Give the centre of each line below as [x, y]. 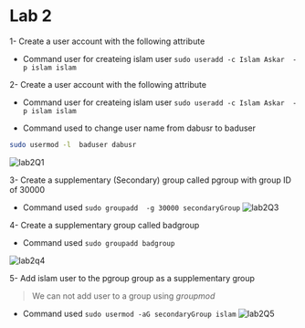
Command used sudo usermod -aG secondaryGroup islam [129, 313]
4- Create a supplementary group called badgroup [105, 225]
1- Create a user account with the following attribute [107, 41]
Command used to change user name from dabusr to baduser [139, 128]
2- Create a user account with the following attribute [108, 84]
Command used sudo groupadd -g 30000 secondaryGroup [131, 207]
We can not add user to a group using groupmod [123, 296]
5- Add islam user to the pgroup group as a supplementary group [132, 278]
